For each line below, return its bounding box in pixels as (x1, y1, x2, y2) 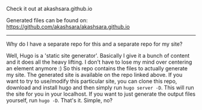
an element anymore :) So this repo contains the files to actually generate (6, 65, 188, 72)
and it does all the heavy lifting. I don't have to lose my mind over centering (6, 58, 192, 66)
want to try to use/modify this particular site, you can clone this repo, (6, 78, 177, 85)
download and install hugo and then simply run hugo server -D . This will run (6, 84, 194, 91)
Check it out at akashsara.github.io (6, 5, 93, 12)
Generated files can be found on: (6, 17, 88, 23)
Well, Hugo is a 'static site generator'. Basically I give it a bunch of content (6, 52, 190, 59)
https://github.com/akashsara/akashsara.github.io (6, 23, 130, 30)
